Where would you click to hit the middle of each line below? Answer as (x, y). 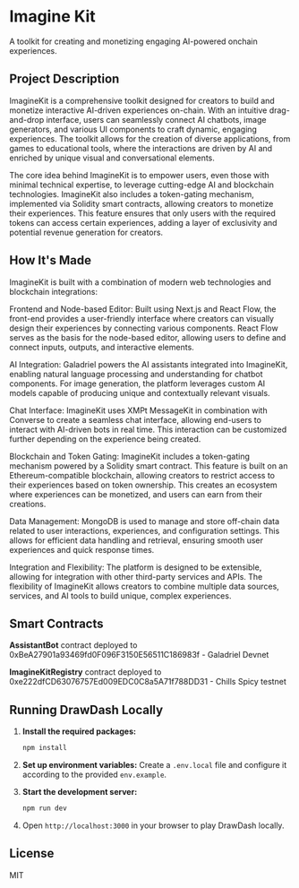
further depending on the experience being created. (105, 439)
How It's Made (51, 260)
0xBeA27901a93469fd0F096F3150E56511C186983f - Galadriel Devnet (139, 655)
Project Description (64, 79)
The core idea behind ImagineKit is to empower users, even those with (139, 175)
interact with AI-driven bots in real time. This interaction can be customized (148, 429)
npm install (44, 748)
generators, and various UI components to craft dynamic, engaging (133, 129)
